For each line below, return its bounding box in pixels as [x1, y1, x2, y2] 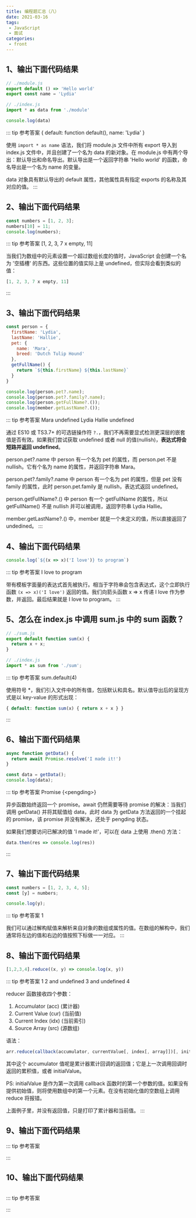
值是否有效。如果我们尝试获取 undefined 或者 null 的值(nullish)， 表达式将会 [6, 436, 187, 443]
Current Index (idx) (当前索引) [14, 1017, 86, 1024]
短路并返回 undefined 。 [6, 443, 64, 451]
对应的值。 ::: [6, 183, 38, 190]
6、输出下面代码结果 [6, 734, 80, 744]
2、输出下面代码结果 [6, 202, 80, 212]
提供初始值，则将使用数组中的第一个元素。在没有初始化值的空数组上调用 [6, 1087, 180, 1094]
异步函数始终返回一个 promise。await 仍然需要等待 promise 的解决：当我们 [6, 801, 187, 808]
